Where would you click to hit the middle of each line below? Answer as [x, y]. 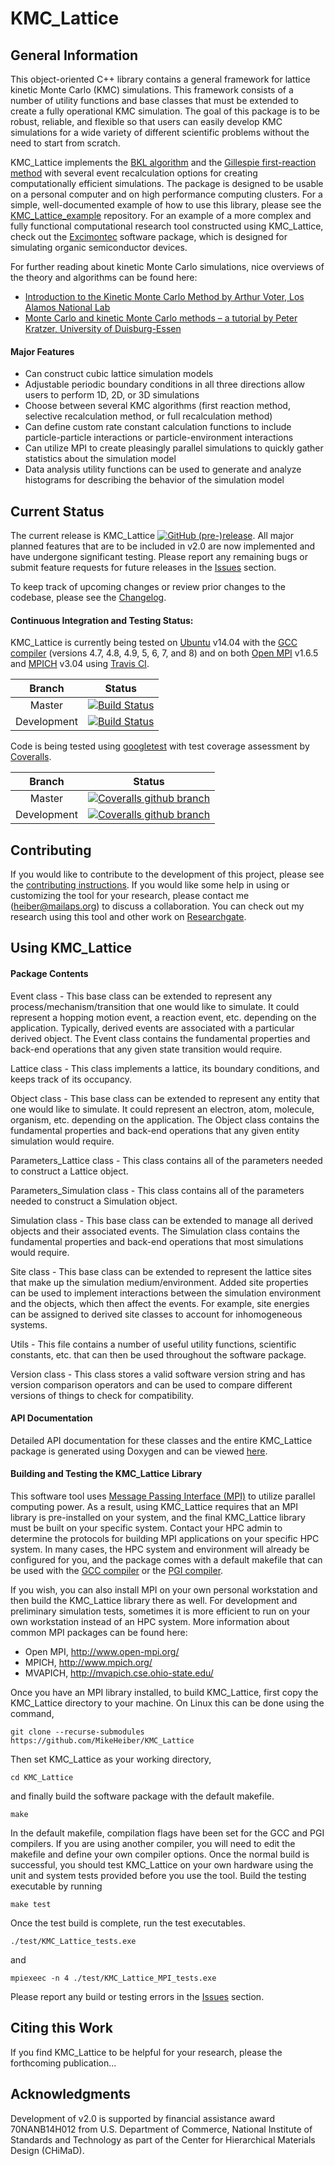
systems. [29, 1324]
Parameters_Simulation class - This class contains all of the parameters [157, 1190]
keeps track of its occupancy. [71, 1079]
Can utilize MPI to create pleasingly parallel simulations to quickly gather [174, 448]
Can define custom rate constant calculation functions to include [158, 427]
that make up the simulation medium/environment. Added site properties [159, 1282]
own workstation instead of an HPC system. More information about [150, 1622]
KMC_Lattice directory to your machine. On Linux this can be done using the [167, 1703]
